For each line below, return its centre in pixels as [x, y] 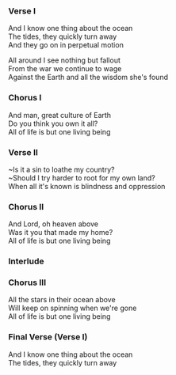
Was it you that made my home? [61, 233]
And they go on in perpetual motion [66, 45]
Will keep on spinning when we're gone [73, 308]
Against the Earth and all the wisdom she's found [88, 78]
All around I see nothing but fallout [65, 60]
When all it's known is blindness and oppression [87, 186]
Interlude [26, 261]
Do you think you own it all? [53, 123]
